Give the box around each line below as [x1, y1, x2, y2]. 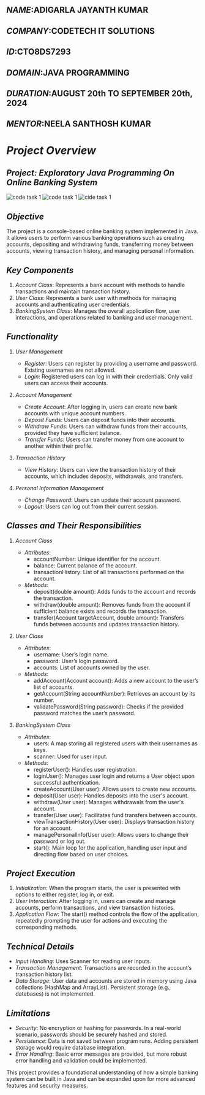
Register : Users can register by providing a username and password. [24, 359, 198, 367]
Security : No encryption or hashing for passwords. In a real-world [15, 1024, 182, 1032]
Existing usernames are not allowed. [24, 366, 116, 374]
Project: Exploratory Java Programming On [6, 167, 175, 178]
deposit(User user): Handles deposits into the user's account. [33, 791, 189, 799]
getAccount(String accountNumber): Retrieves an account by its [33, 690, 196, 697]
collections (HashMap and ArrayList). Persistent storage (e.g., [15, 984, 171, 991]
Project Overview [6, 144, 97, 157]
